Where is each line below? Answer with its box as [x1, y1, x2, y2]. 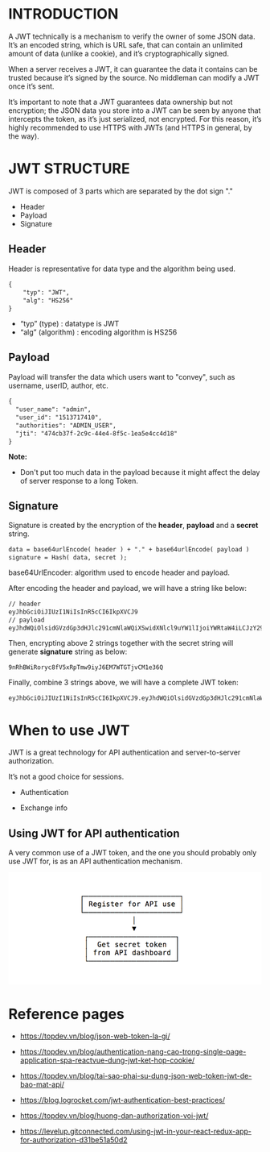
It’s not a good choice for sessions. [8, 771, 125, 782]
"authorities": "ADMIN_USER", [15, 421, 117, 430]
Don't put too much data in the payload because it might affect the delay [19, 467, 260, 476]
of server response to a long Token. [19, 476, 138, 485]
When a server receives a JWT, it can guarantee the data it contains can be [8, 64, 259, 73]
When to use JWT [8, 721, 130, 739]
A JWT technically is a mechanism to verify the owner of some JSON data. [8, 31, 256, 41]
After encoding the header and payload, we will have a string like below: [8, 584, 247, 593]
